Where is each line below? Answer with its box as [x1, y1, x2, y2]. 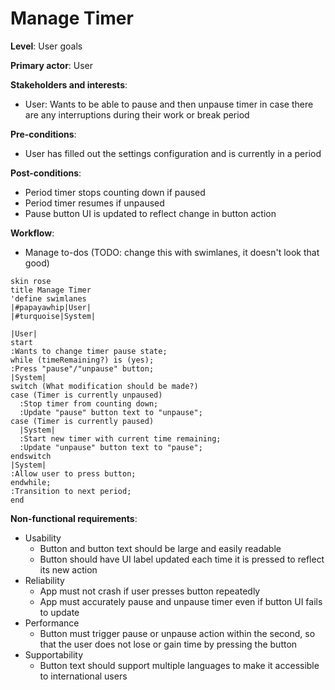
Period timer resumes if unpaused [24, 197, 165, 209]
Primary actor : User [10, 59, 94, 71]
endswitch [10, 451, 52, 461]
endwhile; [10, 477, 52, 487]
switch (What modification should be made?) [10, 381, 199, 391]
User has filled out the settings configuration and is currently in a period [24, 147, 322, 159]
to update [39, 606, 80, 618]
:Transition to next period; [10, 486, 132, 496]
